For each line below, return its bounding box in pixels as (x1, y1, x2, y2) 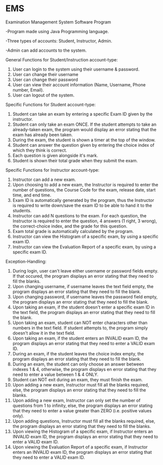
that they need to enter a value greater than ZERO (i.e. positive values (12, 407, 152, 413)
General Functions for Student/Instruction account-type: (5, 57, 118, 62)
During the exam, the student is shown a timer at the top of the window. (12, 137, 156, 143)
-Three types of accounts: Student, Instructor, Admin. (5, 38, 113, 44)
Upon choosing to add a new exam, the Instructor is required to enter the (12, 181, 159, 188)
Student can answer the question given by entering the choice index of (12, 142, 155, 148)
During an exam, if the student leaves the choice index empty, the (12, 350, 144, 356)
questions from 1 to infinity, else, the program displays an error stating (12, 403, 153, 408)
